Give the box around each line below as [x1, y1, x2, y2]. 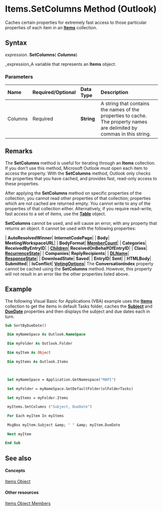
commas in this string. [100, 130, 151, 137]
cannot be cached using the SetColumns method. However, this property [5, 266, 152, 272]
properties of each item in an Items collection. [5, 24, 98, 30]
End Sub [5, 440, 21, 446]
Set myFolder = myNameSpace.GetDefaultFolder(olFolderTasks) [7, 386, 133, 391]
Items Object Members [5, 500, 51, 507]
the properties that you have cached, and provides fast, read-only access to [5, 175, 157, 181]
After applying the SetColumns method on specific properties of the [5, 190, 142, 196]
